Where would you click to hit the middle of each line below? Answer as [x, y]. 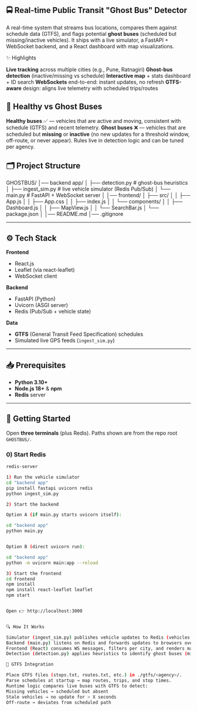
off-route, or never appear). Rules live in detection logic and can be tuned [95, 140]
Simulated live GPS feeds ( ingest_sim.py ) [65, 341]
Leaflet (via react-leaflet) [45, 270]
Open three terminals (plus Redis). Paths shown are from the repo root [92, 433]
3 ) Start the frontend [34, 573]
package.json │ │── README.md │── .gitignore [65, 214]
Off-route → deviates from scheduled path [59, 702]
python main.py [25, 531]
